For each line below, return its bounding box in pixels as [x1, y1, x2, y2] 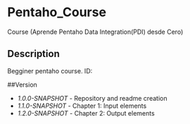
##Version [7, 80, 37, 89]
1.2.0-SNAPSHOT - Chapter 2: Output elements [17, 108, 155, 117]
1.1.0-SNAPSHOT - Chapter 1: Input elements [17, 101, 147, 110]
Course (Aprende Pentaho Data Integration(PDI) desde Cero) [7, 27, 184, 36]
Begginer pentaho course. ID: [7, 66, 93, 75]
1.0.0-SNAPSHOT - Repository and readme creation [17, 94, 167, 102]
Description [7, 48, 60, 60]
